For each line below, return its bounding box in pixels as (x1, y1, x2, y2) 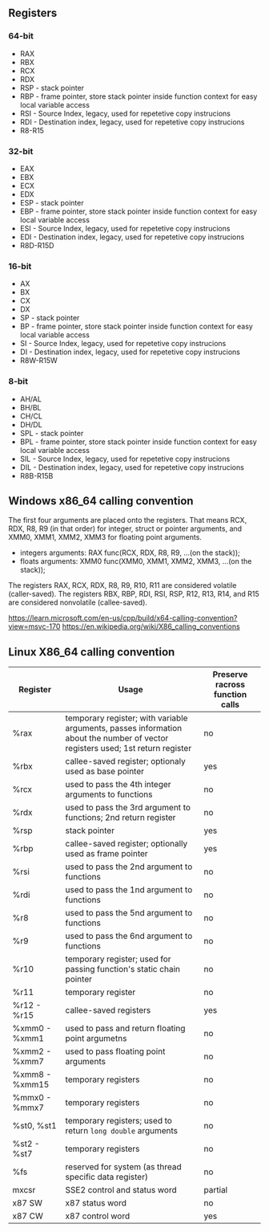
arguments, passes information (65, 723, 183, 734)
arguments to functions (65, 789, 154, 800)
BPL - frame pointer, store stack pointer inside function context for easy (19, 437, 258, 447)
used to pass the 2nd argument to (65, 861, 193, 872)
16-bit (8, 260, 32, 271)
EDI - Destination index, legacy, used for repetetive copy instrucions (19, 232, 245, 242)
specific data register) (65, 1172, 148, 1183)
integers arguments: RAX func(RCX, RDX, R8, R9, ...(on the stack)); (19, 548, 240, 557)
